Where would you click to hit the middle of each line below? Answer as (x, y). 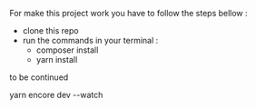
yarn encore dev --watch (56, 95)
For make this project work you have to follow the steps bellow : (128, 13)
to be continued (39, 77)
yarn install (57, 59)
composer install (67, 50)
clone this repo (50, 30)
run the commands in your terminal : (90, 40)
